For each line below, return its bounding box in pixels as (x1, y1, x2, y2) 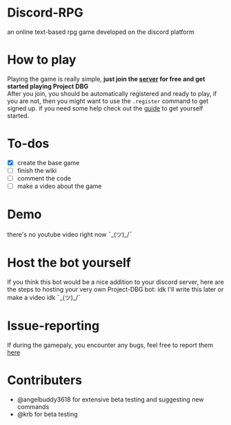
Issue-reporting (7, 318, 100, 334)
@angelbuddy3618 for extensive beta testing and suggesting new (17, 395, 205, 404)
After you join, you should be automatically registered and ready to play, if (7, 89, 217, 97)
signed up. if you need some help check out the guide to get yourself (7, 104, 203, 112)
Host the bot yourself (7, 255, 131, 271)
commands (17, 402, 50, 410)
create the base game (17, 158, 80, 167)
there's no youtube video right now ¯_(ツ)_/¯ (7, 230, 132, 238)
